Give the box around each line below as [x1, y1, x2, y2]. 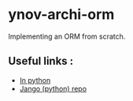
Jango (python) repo [19, 84, 87, 93]
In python [19, 75, 51, 84]
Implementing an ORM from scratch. [8, 32, 126, 41]
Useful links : [8, 54, 74, 68]
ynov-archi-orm [8, 6, 115, 24]
